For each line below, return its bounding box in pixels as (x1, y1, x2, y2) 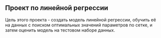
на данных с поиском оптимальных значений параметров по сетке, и (5, 22, 153, 28)
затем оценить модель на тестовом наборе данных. (5, 27, 115, 33)
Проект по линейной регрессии (5, 4, 109, 12)
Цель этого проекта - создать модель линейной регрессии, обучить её (5, 17, 157, 22)
